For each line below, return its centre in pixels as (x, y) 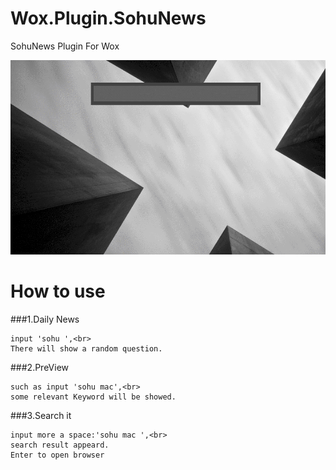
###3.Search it (41, 415)
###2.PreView (40, 367)
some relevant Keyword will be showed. (93, 397)
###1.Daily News (45, 319)
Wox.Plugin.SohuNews (108, 18)
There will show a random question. (86, 348)
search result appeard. (60, 445)
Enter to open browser (57, 455)
